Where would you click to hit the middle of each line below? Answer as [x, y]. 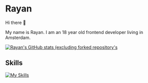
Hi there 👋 [16, 22]
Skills [14, 63]
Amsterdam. [18, 37]
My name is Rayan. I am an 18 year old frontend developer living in [74, 32]
